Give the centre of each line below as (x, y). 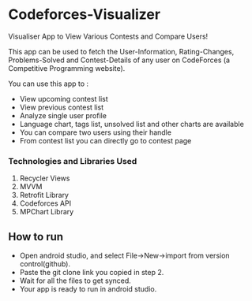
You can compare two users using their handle (96, 132)
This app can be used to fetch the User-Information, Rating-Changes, (121, 51)
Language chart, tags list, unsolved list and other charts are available (132, 124)
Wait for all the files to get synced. (75, 281)
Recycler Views (45, 178)
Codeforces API (45, 203)
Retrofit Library (44, 195)
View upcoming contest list (64, 98)
